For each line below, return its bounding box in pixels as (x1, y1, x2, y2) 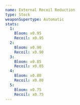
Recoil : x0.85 (14, 64, 44, 69)
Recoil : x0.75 (14, 92, 44, 97)
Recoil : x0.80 (14, 78, 44, 83)
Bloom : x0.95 (14, 31, 42, 36)
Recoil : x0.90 (14, 49, 44, 55)
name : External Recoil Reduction (5, 7, 75, 13)
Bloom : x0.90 (14, 45, 42, 50)
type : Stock (5, 12, 30, 17)
